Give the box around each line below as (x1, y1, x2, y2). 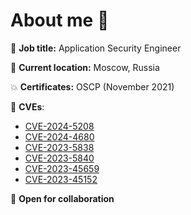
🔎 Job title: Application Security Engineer (10, 42, 182, 54)
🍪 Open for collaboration (10, 192, 115, 204)
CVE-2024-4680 (24, 130, 95, 143)
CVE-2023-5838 (24, 141, 95, 153)
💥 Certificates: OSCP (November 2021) (10, 80, 175, 93)
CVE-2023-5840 (24, 152, 95, 164)
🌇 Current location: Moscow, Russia (10, 61, 160, 73)
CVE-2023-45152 (24, 173, 98, 185)
